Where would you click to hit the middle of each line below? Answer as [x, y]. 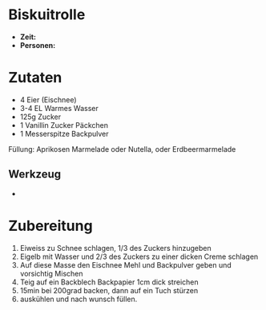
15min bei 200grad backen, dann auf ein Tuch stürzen [109, 290]
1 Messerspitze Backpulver [64, 133]
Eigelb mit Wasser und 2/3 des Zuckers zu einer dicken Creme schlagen [139, 256]
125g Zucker [40, 117]
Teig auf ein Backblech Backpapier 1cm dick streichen [109, 282]
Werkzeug [35, 175]
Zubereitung [51, 226]
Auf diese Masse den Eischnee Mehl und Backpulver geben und [126, 264]
